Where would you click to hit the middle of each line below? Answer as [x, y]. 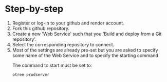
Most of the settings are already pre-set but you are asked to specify [85, 50]
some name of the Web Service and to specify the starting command [85, 55]
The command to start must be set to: [52, 65]
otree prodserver [31, 74]
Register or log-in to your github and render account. [68, 23]
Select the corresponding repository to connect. [63, 44]
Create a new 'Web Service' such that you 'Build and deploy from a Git [87, 34]
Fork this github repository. [41, 28]
